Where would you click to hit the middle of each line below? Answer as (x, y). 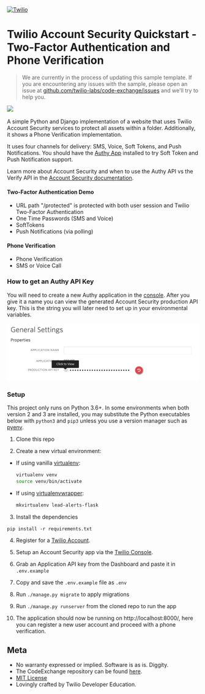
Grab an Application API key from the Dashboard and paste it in (96, 564)
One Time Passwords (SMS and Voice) (65, 219)
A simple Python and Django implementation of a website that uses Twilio (99, 121)
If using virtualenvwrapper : (50, 493)
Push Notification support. (40, 159)
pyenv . (15, 427)
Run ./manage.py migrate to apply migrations (73, 594)
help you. (34, 97)
